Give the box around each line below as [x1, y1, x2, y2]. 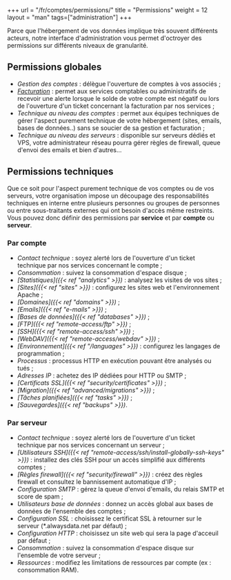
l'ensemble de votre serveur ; [17, 551, 101, 559]
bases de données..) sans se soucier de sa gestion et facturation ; [17, 124, 205, 132]
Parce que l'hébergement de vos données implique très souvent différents [7, 27, 219, 35]
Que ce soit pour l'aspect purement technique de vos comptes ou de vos [7, 184, 214, 192]
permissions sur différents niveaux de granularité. [7, 41, 148, 49]
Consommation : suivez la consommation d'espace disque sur [17, 544, 194, 552]
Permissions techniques [7, 166, 114, 178]
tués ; [17, 364, 34, 372]
